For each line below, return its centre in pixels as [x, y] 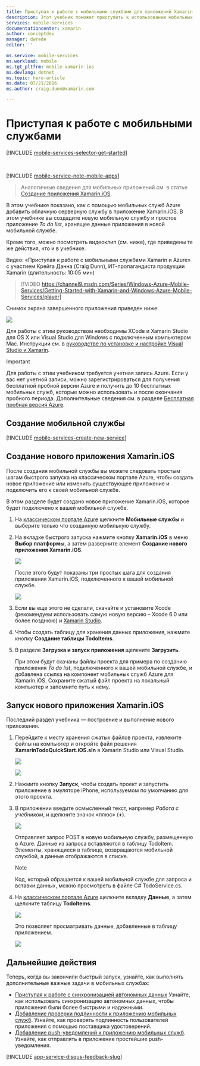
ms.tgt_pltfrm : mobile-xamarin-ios [50, 67]
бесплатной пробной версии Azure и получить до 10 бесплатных [89, 385]
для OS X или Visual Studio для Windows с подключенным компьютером [99, 337]
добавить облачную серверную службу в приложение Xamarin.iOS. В [95, 211]
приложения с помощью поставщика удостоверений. [83, 1026]
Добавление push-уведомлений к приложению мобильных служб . [100, 1033]
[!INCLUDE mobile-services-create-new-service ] [66, 438]
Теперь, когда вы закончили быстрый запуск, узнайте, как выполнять [95, 977]
